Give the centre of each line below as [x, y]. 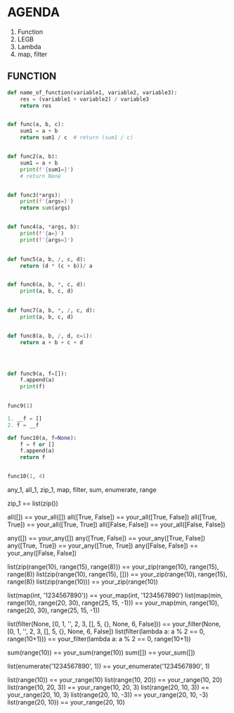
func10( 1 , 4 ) [26, 477]
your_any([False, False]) [42, 553]
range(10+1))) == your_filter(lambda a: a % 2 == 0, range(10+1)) [99, 639]
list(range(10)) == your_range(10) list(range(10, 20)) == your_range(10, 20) [115, 680]
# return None [40, 176]
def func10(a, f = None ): [42, 438]
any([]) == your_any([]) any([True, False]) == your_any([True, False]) [106, 538]
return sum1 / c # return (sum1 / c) [77, 138]
